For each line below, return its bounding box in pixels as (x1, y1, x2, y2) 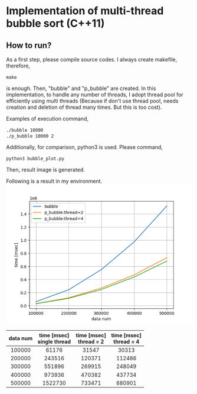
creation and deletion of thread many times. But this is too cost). (6, 104, 162, 111)
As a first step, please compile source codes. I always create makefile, (6, 56, 178, 63)
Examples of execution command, (6, 115, 88, 122)
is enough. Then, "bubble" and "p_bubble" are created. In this (6, 85, 156, 92)
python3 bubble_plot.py (6, 156, 65, 162)
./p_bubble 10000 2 (6, 133, 54, 139)
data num (8, 335, 33, 341)
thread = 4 (113, 338, 140, 345)
